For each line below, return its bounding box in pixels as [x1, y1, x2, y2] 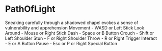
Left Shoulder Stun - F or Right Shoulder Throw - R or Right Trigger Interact [5, 35, 157, 41]
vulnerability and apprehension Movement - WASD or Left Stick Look [5, 25, 145, 30]
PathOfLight [5, 3, 55, 15]
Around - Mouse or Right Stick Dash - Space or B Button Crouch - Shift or [5, 30, 154, 36]
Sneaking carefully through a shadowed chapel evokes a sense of [5, 20, 138, 25]
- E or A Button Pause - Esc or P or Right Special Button [5, 40, 117, 46]
